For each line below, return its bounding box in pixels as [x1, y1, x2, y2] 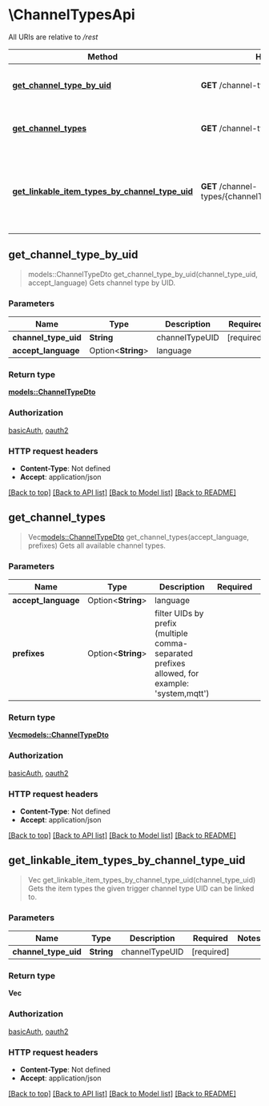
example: [155, 678, 190, 690]
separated [155, 648, 194, 659]
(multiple [155, 628, 188, 639]
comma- [155, 638, 188, 650]
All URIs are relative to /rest [8, 32, 98, 42]
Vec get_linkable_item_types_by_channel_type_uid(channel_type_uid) [27, 875, 256, 884]
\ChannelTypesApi [8, 6, 136, 24]
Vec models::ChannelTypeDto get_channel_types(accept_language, [27, 532, 250, 541]
